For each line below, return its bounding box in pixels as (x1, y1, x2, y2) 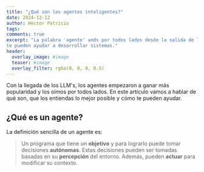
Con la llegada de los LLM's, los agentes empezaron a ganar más (6, 82, 169, 89)
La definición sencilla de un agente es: (6, 128, 103, 136)
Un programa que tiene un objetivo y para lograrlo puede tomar (21, 140, 181, 147)
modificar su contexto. (21, 159, 78, 167)
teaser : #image (12, 59, 50, 65)
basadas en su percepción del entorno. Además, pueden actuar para (21, 153, 195, 160)
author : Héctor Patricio (6, 20, 69, 26)
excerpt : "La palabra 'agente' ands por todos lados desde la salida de (6, 37, 194, 43)
